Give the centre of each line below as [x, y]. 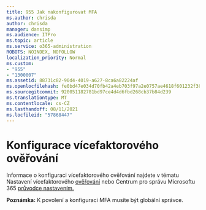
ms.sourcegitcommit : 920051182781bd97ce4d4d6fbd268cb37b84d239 [89, 92]
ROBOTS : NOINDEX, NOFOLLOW [41, 52]
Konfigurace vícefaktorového [83, 145]
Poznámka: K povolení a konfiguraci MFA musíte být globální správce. [95, 200]
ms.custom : [20, 63]
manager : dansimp [29, 29]
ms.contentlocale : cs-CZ [38, 103]
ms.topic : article [30, 41]
